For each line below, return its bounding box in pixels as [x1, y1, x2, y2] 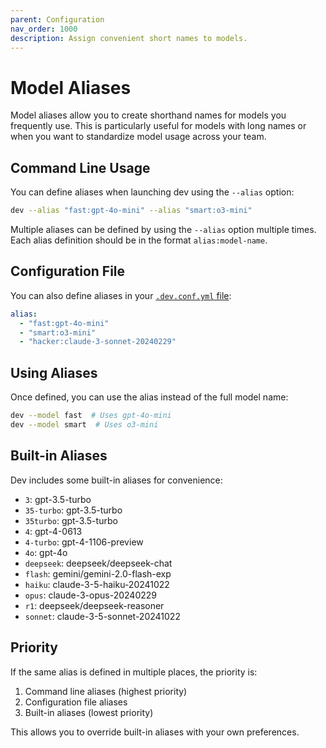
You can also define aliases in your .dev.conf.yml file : [10, 289, 232, 301]
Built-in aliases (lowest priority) [24, 706, 154, 718]
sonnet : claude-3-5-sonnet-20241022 [24, 610, 181, 622]
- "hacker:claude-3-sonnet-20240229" [19, 337, 177, 347]
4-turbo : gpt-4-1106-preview [24, 536, 144, 548]
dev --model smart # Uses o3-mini [10, 420, 159, 430]
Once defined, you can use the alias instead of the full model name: [10, 391, 289, 403]
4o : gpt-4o [24, 546, 68, 558]
